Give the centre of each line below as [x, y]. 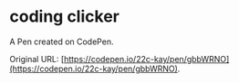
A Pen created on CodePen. [62, 41]
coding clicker [65, 17]
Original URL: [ [37, 59]
